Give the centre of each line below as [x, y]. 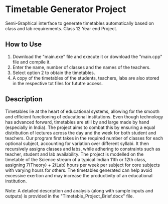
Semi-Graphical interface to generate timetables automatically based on [80, 23]
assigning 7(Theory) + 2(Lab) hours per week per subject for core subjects [83, 165]
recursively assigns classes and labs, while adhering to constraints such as [83, 149]
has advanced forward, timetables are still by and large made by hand [77, 122]
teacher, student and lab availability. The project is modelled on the [74, 154]
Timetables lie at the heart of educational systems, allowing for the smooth [82, 111]
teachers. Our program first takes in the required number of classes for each [84, 138]
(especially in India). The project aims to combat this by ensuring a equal [80, 127]
